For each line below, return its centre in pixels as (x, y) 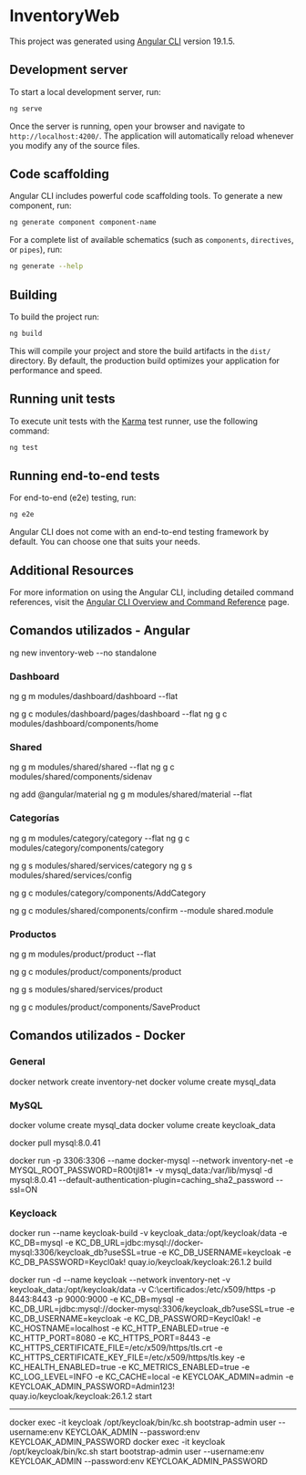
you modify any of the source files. (75, 145)
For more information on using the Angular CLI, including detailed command (152, 592)
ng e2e (22, 515)
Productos (33, 934)
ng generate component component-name (83, 223)
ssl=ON (24, 1190)
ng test (24, 447)
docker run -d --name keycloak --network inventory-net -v (120, 1280)
